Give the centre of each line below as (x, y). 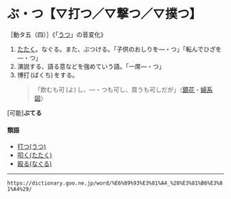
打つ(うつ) (32, 147)
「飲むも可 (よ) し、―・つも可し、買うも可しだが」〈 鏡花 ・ (117, 90)
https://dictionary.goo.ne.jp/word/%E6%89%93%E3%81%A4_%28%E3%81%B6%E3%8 (115, 183)
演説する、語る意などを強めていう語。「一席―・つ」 (91, 66)
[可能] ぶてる (25, 113)
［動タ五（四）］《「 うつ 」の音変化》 (57, 34)
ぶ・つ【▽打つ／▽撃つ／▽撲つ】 (104, 14)
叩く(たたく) (35, 155)
